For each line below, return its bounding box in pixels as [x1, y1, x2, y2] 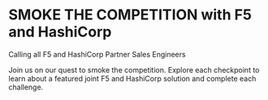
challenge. [8, 82, 44, 92]
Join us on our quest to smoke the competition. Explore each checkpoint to [8, 65, 260, 74]
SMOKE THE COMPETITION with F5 [8, 6, 252, 24]
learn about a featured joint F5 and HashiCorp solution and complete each [8, 73, 257, 83]
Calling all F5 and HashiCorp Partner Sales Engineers [8, 49, 186, 59]
